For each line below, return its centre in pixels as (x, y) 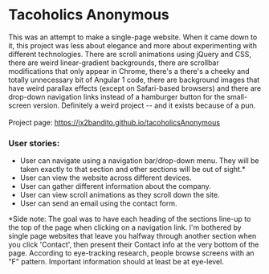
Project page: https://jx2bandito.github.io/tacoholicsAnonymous (114, 122)
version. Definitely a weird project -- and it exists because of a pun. (144, 105)
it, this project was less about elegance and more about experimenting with (132, 45)
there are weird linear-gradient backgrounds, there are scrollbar (114, 63)
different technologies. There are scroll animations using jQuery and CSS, (130, 54)
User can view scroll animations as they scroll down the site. (120, 195)
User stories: (34, 143)
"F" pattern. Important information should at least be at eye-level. (116, 262)
